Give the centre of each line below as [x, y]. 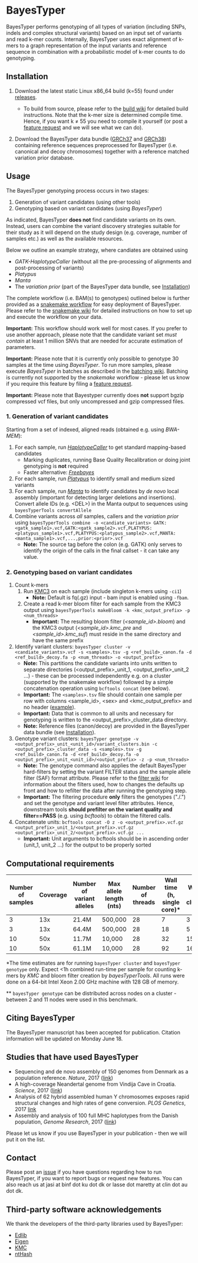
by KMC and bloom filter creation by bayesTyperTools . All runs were [102, 975]
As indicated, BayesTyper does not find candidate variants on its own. [91, 220]
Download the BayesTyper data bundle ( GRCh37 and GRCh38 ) [90, 139]
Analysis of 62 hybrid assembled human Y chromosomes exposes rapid [102, 1096]
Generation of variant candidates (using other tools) [77, 202]
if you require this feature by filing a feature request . [70, 383]
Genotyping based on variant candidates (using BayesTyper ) [88, 208]
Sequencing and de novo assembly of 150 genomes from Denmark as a [101, 1071]
